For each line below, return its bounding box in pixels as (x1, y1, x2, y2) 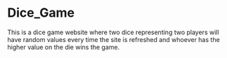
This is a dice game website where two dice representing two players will (7, 28, 219, 36)
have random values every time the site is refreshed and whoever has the (7, 35, 220, 43)
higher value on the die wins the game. (7, 43, 120, 51)
